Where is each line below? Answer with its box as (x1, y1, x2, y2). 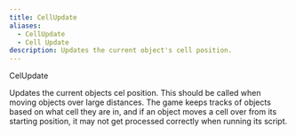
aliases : (9, 21, 42, 30)
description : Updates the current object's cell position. (9, 46, 233, 55)
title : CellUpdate (9, 12, 77, 22)
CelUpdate (9, 70, 49, 81)
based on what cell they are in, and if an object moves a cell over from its (9, 107, 277, 117)
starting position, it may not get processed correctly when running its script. (9, 116, 288, 127)
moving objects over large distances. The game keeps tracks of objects (9, 97, 271, 107)
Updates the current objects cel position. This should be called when (9, 88, 261, 99)
